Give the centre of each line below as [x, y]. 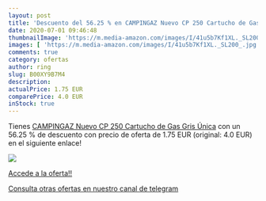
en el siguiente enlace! [45, 143]
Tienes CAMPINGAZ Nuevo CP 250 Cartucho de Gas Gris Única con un [124, 127]
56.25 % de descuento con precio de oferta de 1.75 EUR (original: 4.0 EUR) [130, 135]
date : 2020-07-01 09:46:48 [53, 30]
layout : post [30, 15]
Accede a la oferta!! [40, 173]
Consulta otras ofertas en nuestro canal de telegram [93, 189]
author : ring [30, 67]
